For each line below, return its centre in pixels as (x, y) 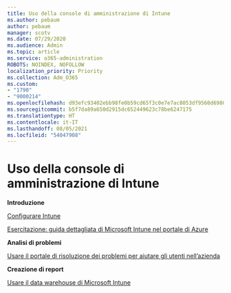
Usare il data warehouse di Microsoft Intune (69, 283)
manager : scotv (29, 33)
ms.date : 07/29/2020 (37, 39)
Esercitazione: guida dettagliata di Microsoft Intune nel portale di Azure (108, 229)
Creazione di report (35, 270)
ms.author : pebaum (33, 20)
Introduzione (26, 203)
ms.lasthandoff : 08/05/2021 (47, 129)
